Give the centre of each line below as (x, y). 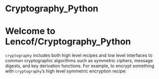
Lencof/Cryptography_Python (68, 42)
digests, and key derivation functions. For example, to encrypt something (80, 66)
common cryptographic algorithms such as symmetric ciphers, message (79, 61)
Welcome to (30, 31)
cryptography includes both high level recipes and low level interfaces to (79, 55)
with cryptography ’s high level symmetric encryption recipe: (66, 71)
